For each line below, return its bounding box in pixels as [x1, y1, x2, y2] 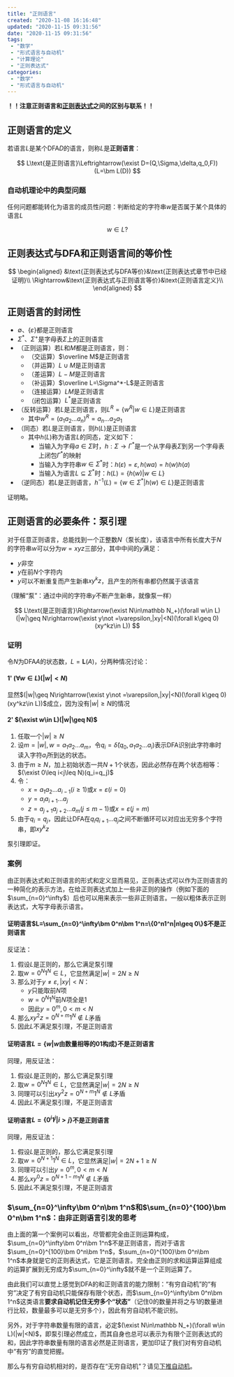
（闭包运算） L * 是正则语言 [27, 395, 102, 405]
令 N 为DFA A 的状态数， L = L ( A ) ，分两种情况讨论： [7, 658, 150, 666]
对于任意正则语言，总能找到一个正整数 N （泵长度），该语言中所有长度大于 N [7, 535, 222, 544]
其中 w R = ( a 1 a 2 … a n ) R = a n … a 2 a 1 [27, 413, 122, 424]
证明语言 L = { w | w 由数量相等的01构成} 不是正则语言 [7, 1039, 155, 1048]
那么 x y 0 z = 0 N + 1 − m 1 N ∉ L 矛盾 [17, 1174, 110, 1183]
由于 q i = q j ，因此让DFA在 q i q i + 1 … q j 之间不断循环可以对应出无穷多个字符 [17, 814, 223, 825]
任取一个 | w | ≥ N [17, 732, 64, 740]
